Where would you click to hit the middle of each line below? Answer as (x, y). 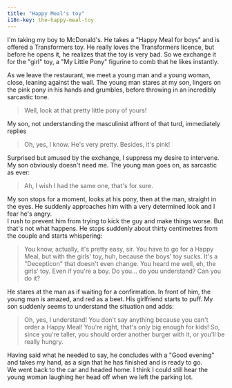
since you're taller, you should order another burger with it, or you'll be (124, 334)
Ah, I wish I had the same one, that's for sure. (88, 185)
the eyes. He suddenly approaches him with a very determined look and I (111, 206)
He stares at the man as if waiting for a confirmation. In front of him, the (109, 292)
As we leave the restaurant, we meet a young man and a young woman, (109, 75)
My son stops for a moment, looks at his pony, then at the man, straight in (112, 199)
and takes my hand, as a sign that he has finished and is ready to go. (105, 362)
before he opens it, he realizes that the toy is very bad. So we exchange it (112, 54)
